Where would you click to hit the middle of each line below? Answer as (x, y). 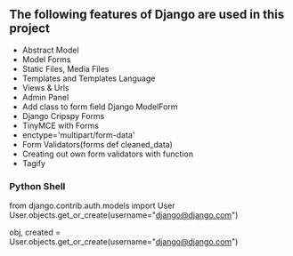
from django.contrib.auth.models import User (92, 206)
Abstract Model (50, 50)
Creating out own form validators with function (108, 154)
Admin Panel (45, 97)
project (30, 29)
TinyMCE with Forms (61, 125)
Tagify (34, 163)
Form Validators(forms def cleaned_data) (98, 144)
